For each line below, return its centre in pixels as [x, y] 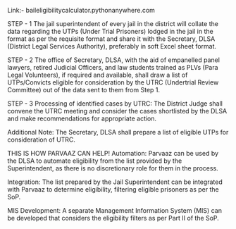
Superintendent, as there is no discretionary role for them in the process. [113, 168]
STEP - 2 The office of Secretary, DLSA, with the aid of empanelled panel [114, 60]
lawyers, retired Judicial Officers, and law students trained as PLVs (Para [113, 67]
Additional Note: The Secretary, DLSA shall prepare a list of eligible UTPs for [118, 132]
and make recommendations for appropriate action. [82, 118]
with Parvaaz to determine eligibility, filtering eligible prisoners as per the [113, 189]
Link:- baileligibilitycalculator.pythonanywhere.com [81, 10]
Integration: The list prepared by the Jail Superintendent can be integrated [115, 182]
